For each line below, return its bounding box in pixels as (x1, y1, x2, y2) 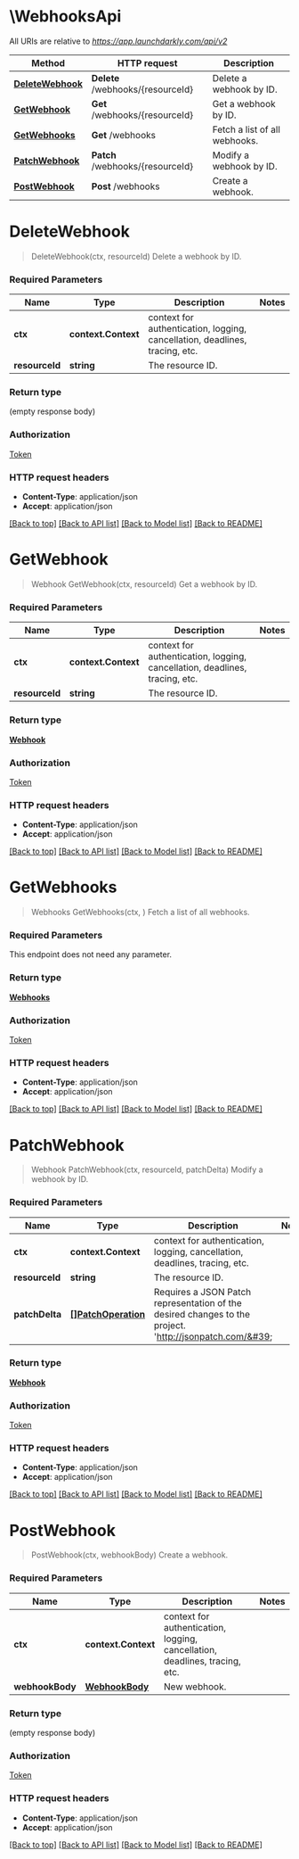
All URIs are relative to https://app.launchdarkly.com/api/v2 (9, 36, 228, 46)
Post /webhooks (91, 180, 160, 193)
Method (30, 56, 65, 69)
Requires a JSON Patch (154, 1285, 252, 1298)
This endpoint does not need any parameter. (9, 949, 172, 960)
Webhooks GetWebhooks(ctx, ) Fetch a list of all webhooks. (30, 907, 251, 918)
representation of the (154, 1296, 242, 1309)
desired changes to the (154, 1308, 251, 1320)
